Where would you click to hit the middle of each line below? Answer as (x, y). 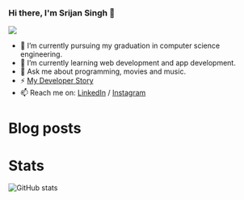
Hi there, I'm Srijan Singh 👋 (62, 13)
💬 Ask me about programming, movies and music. (103, 71)
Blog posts (45, 128)
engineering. (41, 54)
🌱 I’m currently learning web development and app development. (128, 63)
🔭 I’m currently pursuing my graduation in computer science (120, 46)
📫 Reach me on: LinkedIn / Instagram (83, 93)
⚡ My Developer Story (57, 81)
